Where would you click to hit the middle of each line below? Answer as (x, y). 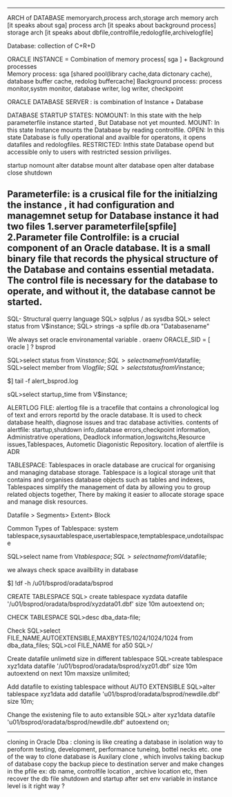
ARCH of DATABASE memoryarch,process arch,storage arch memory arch (113, 18)
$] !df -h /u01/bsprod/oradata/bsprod (60, 583)
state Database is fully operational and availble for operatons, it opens (107, 137)
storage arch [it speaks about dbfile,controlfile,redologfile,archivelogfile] (110, 32)
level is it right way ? (36, 786)
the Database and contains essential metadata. (111, 270)
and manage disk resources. (48, 502)
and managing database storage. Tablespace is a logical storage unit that (112, 472)
